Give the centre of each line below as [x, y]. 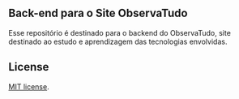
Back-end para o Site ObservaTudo [98, 13]
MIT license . [29, 86]
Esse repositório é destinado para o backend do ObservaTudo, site [119, 32]
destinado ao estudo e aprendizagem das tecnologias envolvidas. [118, 41]
